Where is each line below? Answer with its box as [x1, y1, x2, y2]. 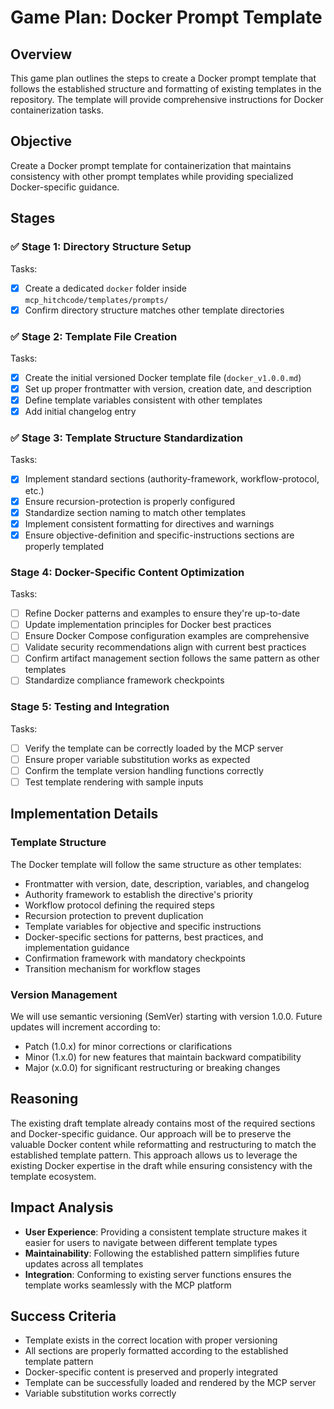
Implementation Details [10, 806, 159, 823]
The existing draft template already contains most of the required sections [10, 1117, 316, 1129]
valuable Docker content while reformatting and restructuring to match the [10, 1138, 317, 1150]
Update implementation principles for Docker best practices [24, 619, 272, 631]
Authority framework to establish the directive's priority [24, 888, 253, 900]
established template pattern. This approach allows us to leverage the [10, 1149, 298, 1161]
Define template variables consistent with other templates [24, 394, 263, 406]
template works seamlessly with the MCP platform [24, 1279, 232, 1291]
